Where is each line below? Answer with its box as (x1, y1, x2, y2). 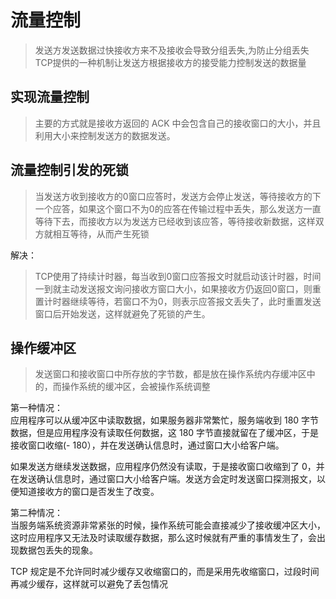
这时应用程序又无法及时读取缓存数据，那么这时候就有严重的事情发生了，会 (10, 532, 317, 544)
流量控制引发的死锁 (10, 162, 129, 179)
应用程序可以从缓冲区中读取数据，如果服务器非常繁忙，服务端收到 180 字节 (10, 414, 320, 426)
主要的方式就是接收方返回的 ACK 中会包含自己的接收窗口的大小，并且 (34, 117, 322, 129)
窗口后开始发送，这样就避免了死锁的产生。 (34, 307, 211, 320)
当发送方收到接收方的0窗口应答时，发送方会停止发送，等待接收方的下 (34, 190, 322, 202)
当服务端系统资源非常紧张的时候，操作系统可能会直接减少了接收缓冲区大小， (10, 519, 326, 531)
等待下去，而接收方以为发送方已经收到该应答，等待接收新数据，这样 (34, 215, 316, 227)
